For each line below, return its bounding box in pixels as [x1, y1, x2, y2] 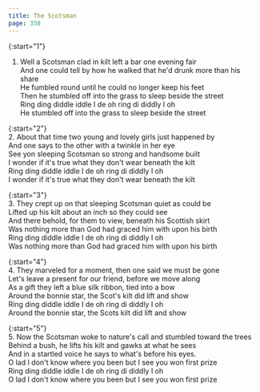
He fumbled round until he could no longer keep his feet [19, 82, 205, 92]
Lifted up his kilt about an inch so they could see [8, 207, 168, 216]
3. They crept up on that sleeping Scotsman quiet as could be [8, 198, 212, 208]
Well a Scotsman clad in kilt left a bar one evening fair [19, 57, 198, 67]
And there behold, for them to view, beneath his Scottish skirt [8, 216, 210, 225]
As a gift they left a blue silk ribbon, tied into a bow [8, 282, 175, 292]
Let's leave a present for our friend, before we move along [8, 273, 201, 283]
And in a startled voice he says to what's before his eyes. [8, 349, 197, 358]
